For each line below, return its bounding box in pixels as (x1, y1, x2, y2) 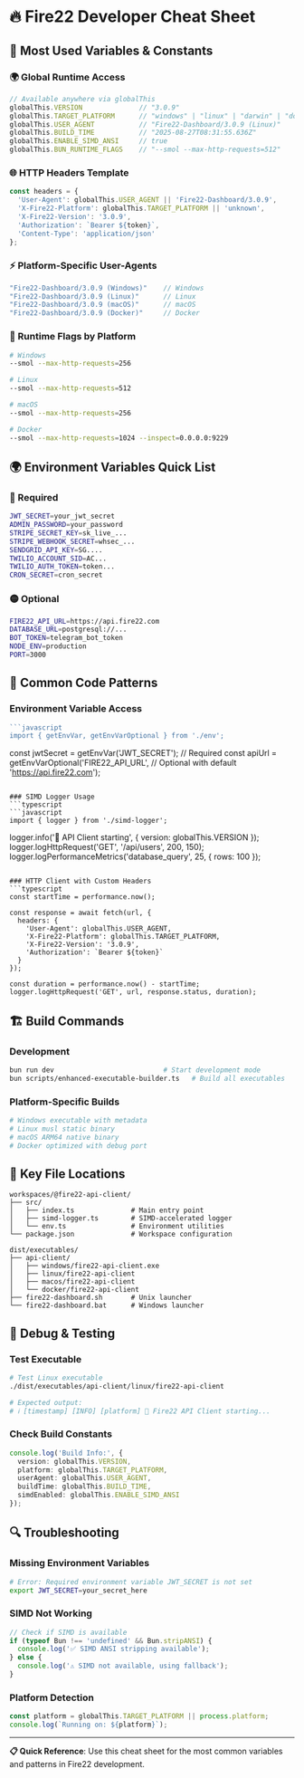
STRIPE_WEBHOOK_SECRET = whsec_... (9, 537, 136, 546)
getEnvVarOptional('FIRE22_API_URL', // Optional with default (9, 758, 237, 769)
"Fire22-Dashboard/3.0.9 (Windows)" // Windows (9, 283, 204, 292)
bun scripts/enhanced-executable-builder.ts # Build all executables (9, 1074, 285, 1083)
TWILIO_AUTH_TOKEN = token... (9, 562, 116, 571)
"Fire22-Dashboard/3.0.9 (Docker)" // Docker (9, 309, 201, 318)
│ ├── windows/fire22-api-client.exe (9, 1261, 160, 1271)
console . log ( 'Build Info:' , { (9, 1448, 124, 1458)
